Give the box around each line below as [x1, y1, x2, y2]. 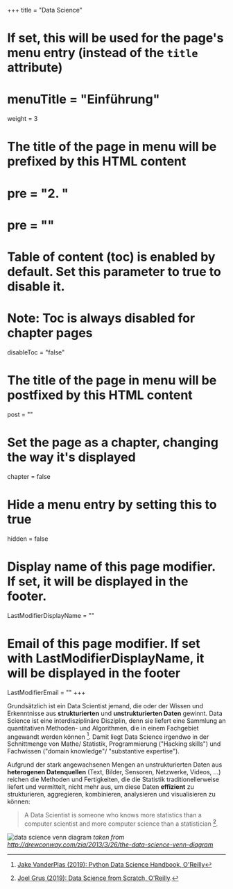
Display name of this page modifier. [7, 559, 216, 574]
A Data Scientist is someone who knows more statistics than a [24, 811, 202, 819]
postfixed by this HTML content [7, 387, 193, 402]
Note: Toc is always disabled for [7, 311, 196, 326]
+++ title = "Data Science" [7, 6, 83, 14]
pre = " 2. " [7, 186, 69, 201]
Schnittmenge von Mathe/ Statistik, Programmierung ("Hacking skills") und [7, 740, 221, 748]
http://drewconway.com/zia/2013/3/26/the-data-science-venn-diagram [7, 840, 214, 849]
